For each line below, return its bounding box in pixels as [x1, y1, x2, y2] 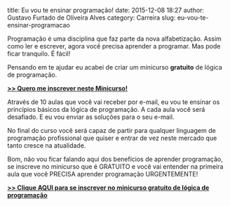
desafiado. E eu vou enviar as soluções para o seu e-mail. [7, 112, 175, 121]
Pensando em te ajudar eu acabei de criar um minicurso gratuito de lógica [7, 63, 222, 71]
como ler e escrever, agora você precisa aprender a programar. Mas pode [7, 42, 221, 50]
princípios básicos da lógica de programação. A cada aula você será [7, 105, 205, 113]
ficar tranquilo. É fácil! [7, 49, 71, 58]
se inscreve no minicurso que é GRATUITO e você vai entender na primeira [7, 162, 224, 171]
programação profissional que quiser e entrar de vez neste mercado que [7, 134, 217, 142]
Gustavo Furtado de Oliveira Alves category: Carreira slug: [7, 13, 176, 22]
